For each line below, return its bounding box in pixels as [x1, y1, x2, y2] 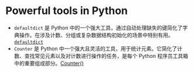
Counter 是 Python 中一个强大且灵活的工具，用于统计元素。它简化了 [13, 45, 178, 52]
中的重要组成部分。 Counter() [13, 60, 84, 67]
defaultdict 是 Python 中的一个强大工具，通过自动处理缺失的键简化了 [13, 24, 183, 31]
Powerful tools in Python [5, 4, 128, 18]
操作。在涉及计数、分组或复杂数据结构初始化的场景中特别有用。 [19, 31, 173, 39]
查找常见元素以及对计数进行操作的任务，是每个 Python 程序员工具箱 [24, 52, 189, 59]
